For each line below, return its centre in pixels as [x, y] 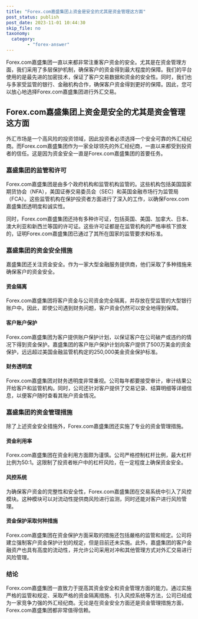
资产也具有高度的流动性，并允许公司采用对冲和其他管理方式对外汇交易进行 [101, 550]
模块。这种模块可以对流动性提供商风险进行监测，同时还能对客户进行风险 [94, 499]
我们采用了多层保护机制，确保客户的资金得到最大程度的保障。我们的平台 [104, 69]
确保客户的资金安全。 [32, 272]
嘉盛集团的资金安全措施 [39, 250]
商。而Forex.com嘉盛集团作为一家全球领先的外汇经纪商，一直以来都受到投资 [99, 146]
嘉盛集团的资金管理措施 [39, 412]
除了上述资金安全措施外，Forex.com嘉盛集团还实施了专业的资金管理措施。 [96, 426]
